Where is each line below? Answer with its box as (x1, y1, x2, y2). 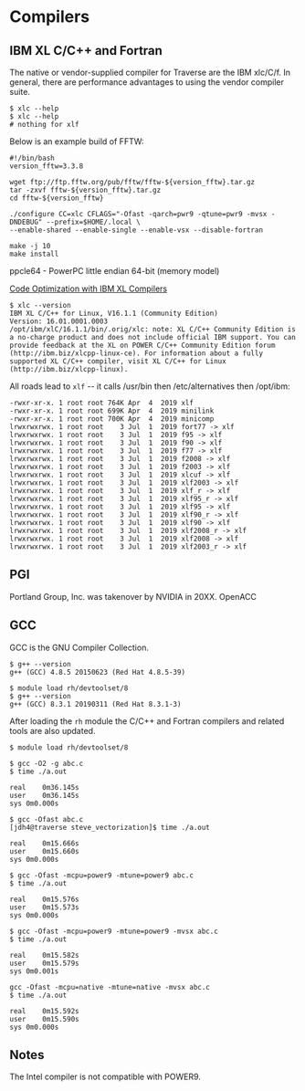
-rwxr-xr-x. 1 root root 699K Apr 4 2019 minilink (9, 406, 215, 415)
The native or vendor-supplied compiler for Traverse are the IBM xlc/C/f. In (9, 67, 290, 78)
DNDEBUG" (9, 217, 43, 226)
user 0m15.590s (9, 1014, 79, 1023)
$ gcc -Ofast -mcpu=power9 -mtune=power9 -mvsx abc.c (9, 927, 219, 936)
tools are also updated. (9, 725, 96, 736)
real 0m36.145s (9, 782, 79, 792)
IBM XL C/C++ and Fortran (9, 43, 163, 58)
